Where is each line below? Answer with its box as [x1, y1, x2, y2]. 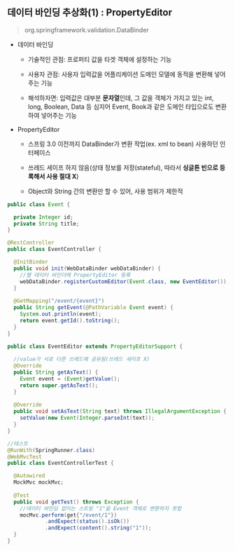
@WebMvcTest [7, 453, 42, 461]
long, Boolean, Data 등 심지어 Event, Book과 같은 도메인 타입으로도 [27, 102, 214, 111]
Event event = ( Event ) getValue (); [20, 375, 120, 382]
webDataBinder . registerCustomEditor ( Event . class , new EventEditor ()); [20, 278, 230, 285]
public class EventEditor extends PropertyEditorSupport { [7, 343, 183, 350]
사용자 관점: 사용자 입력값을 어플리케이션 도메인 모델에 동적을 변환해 [27, 69, 213, 79]
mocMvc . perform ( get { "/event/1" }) [20, 511, 117, 519]
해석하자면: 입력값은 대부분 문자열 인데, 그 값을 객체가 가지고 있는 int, [27, 93, 215, 102]
